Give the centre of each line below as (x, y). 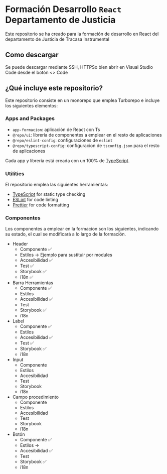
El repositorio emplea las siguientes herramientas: (57, 185)
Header (20, 244)
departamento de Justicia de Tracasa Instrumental (57, 39)
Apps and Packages (30, 118)
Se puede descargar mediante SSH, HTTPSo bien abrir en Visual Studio (79, 67)
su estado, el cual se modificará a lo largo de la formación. (66, 234)
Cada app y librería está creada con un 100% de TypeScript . (67, 160)
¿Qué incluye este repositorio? (54, 88)
